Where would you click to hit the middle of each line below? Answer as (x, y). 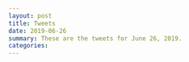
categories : (28, 46)
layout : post (30, 16)
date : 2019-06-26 (38, 31)
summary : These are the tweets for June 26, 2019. (95, 38)
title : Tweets (32, 23)
